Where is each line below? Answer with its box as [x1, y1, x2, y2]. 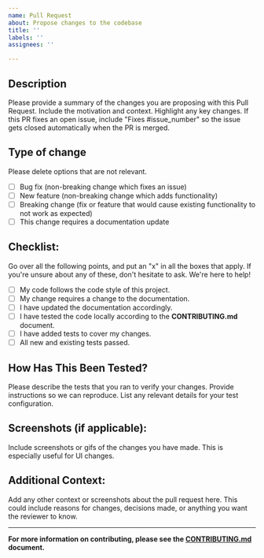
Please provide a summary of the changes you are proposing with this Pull [8, 98, 249, 107]
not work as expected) [19, 208, 93, 218]
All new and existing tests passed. [19, 338, 130, 348]
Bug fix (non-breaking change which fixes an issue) [19, 182, 187, 192]
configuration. [8, 399, 53, 408]
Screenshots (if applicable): [8, 422, 148, 435]
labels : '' [8, 33, 44, 42]
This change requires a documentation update [19, 217, 170, 226]
